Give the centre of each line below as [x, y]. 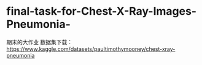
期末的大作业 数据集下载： [39, 42]
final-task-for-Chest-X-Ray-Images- [102, 11]
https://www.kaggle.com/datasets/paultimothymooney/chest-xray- [91, 49]
